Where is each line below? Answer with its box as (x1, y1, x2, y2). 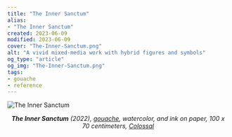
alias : (7, 17, 27, 24)
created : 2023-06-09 (7, 29, 68, 37)
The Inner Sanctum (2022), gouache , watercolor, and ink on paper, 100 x (11, 115, 225, 123)
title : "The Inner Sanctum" (7, 10, 90, 17)
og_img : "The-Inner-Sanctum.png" (7, 62, 105, 69)
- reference (7, 82, 42, 89)
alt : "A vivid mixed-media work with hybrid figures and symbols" (7, 50, 206, 57)
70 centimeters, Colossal (82, 122, 155, 130)
